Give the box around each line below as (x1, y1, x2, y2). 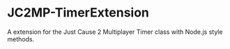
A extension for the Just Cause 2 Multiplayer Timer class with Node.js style (7, 28, 223, 36)
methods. (7, 35, 35, 43)
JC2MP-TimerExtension (7, 5, 150, 21)
